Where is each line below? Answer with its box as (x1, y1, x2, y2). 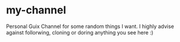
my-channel (6, 3, 66, 17)
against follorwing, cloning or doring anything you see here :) (6, 29, 154, 36)
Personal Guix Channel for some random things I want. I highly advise (6, 23, 174, 30)
